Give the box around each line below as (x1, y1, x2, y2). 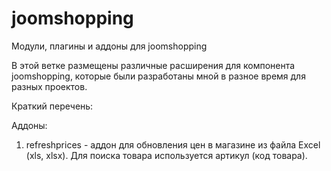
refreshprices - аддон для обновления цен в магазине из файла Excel (25, 138, 321, 151)
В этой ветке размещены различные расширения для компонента (11, 59, 296, 71)
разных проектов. (11, 80, 88, 92)
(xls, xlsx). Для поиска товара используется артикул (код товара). (25, 149, 308, 161)
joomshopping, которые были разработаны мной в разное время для (11, 70, 306, 82)
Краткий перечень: (11, 100, 94, 112)
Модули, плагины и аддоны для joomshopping (11, 40, 208, 52)
